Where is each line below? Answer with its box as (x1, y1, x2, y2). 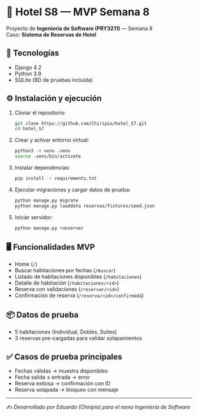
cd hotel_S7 (14, 126, 44, 132)
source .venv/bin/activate (14, 153, 81, 160)
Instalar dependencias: (14, 164, 71, 171)
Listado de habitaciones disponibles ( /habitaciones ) (14, 273, 142, 280)
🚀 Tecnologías (6, 48, 60, 58)
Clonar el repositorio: (14, 109, 66, 116)
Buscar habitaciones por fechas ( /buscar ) (14, 267, 116, 274)
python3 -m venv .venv (14, 148, 71, 154)
